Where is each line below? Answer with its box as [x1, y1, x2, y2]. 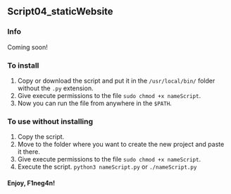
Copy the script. [17, 133, 65, 141]
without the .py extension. [17, 84, 94, 92]
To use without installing [7, 116, 94, 126]
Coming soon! [7, 42, 48, 51]
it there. [17, 147, 40, 156]
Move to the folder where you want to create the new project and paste [17, 140, 225, 149]
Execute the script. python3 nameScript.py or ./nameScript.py [17, 162, 197, 171]
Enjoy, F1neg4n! [7, 178, 55, 187]
